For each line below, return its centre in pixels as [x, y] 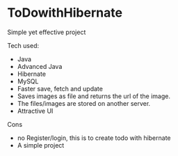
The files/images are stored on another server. [84, 103]
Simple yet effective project [47, 32]
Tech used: [23, 45]
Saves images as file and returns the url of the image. [94, 96]
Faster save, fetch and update [60, 88]
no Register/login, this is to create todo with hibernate [94, 138]
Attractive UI [35, 111]
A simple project [41, 145]
